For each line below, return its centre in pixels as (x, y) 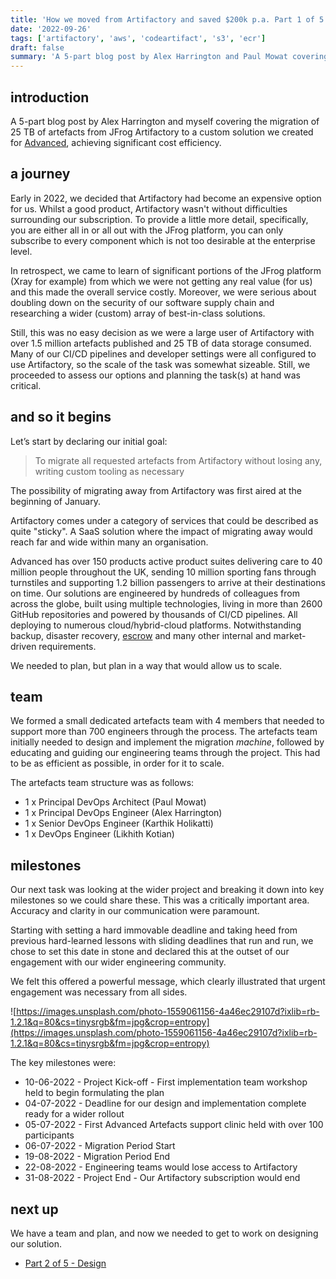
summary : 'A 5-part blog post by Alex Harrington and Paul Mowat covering (169, 57)
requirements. (67, 646)
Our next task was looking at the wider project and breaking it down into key (167, 890)
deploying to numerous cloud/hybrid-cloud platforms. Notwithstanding (156, 625)
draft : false (37, 47)
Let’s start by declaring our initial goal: (89, 441)
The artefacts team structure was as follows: (102, 783)
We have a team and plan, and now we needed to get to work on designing (164, 1233)
